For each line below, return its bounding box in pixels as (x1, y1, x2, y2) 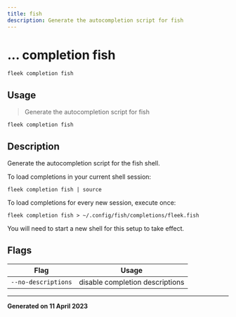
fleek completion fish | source (7, 187, 102, 194)
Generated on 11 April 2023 (7, 302, 88, 310)
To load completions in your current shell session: (7, 173, 152, 181)
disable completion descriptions (79, 277, 185, 287)
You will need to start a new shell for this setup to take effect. (7, 224, 185, 233)
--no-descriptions (11, 278, 72, 286)
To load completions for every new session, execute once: (7, 198, 176, 207)
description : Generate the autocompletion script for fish (7, 17, 184, 24)
